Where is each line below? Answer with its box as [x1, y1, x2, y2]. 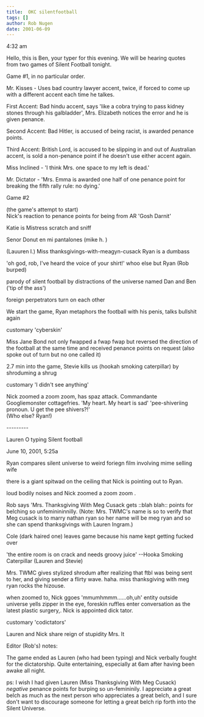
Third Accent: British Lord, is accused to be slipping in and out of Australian [6, 146, 196, 153]
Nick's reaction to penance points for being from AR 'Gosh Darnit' [6, 213, 172, 220]
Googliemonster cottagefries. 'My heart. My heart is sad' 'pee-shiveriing [6, 400, 188, 407]
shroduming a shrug [6, 369, 57, 376]
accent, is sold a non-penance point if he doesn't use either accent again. [6, 152, 192, 160]
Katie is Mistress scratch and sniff [6, 224, 91, 231]
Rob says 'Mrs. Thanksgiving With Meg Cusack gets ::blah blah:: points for [6, 501, 194, 509]
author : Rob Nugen [6, 20, 53, 26]
